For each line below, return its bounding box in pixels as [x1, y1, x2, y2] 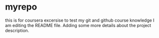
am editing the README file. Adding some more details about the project [5, 22, 152, 28]
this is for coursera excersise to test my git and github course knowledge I [5, 17, 155, 23]
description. [5, 27, 29, 33]
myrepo [5, 1, 38, 13]
